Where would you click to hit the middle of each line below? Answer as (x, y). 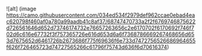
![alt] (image (21, 9)
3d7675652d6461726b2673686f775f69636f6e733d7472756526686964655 (101, 41)
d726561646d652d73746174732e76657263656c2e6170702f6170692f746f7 (100, 28)
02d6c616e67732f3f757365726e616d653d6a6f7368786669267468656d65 (100, 34)
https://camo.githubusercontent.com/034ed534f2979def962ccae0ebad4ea (101, 15)
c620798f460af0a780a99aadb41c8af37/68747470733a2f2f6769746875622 (101, 21)
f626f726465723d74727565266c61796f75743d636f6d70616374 (87, 47)
